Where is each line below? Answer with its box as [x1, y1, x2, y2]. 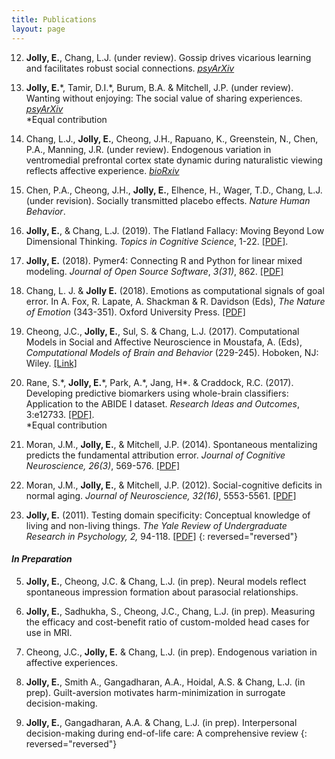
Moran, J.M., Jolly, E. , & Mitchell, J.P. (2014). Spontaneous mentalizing [25, 438, 318, 450]
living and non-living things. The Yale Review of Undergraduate [25, 519, 288, 531]
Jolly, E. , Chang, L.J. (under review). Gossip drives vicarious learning [25, 51, 312, 63]
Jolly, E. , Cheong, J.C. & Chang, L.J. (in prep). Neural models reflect [25, 575, 307, 587]
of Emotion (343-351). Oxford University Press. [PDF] [25, 306, 246, 318]
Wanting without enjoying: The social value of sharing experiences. [25, 92, 303, 104]
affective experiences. [25, 656, 118, 668]
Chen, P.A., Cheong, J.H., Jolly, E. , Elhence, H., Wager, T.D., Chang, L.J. [25, 184, 323, 196]
